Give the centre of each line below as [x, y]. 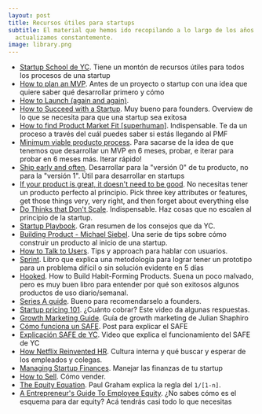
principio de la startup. [56, 218]
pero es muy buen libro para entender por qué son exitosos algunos [129, 285]
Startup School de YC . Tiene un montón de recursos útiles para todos [132, 67]
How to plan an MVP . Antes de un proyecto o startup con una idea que [133, 84]
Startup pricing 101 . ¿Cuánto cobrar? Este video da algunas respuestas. [135, 310]
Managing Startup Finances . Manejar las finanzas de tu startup [121, 368]
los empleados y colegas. [61, 360]
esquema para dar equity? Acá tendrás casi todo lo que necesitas [126, 401]
